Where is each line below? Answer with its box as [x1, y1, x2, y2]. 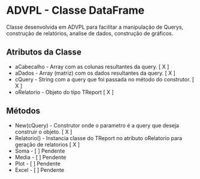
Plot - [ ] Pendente [14, 160, 61, 167]
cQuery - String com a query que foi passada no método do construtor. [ [14, 75, 195, 83]
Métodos [6, 106, 41, 116]
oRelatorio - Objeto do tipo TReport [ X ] [14, 88, 114, 96]
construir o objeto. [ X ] [14, 128, 72, 135]
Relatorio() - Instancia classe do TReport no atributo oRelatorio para [14, 134, 183, 141]
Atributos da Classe [6, 47, 82, 57]
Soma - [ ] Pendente [14, 147, 65, 154]
